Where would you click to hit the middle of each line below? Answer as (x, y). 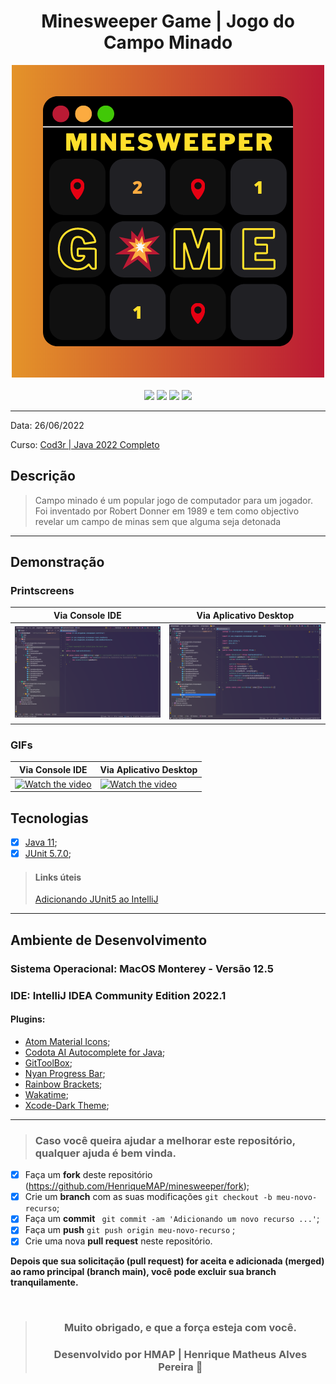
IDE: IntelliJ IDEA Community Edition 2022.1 (118, 995)
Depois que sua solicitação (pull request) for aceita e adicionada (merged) (167, 1261)
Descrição (43, 476)
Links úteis (58, 877)
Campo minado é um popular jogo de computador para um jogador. (173, 500)
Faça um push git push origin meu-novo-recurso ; (130, 1230)
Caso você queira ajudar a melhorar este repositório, (165, 1140)
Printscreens (42, 591)
